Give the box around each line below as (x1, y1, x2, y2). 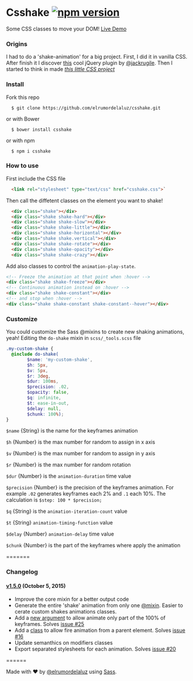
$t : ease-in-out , (27, 400, 69, 406)
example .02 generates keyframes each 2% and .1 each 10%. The (6, 490, 166, 498)
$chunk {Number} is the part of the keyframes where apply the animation (6, 542, 181, 549)
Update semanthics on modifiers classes (14, 639, 113, 646)
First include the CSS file (6, 175, 66, 182)
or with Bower (6, 115, 40, 122)
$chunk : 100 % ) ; (27, 411, 64, 417)
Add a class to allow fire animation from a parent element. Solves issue (14, 626, 185, 634)
